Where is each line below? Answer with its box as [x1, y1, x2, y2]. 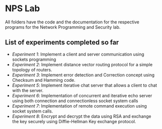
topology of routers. [12, 67, 53, 73]
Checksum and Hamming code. [12, 77, 75, 83]
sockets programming [12, 56, 56, 62]
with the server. [12, 87, 44, 93]
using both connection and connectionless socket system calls [12, 98, 139, 104]
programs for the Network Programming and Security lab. [5, 24, 121, 30]
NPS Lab [5, 3, 40, 14]
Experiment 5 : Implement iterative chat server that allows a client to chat [12, 82, 157, 88]
